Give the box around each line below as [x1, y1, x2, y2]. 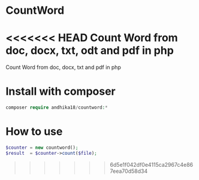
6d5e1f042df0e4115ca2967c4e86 [110, 161, 193, 168]
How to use [5, 125, 63, 139]
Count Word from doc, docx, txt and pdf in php [5, 64, 121, 71]
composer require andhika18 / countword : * [5, 104, 108, 111]
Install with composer [5, 85, 116, 98]
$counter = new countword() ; [5, 145, 79, 151]
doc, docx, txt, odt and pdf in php [5, 44, 174, 58]
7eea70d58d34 [110, 167, 148, 175]
